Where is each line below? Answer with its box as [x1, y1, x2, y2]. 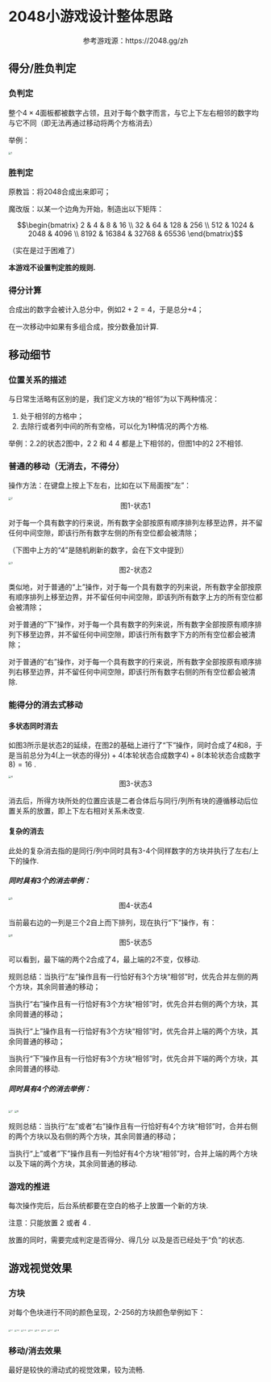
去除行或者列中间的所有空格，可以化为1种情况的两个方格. [19, 421, 210, 431]
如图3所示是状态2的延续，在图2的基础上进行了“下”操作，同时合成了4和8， [8, 741, 256, 750]
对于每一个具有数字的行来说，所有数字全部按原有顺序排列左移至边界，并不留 [8, 518, 263, 527]
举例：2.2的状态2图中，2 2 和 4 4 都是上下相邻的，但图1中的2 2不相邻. [8, 438, 244, 449]
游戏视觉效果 [8, 1261, 73, 1274]
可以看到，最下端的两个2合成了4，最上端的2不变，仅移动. [8, 955, 201, 965]
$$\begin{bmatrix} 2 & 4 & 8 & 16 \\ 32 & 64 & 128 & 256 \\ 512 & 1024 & [17, 220, 254, 230]
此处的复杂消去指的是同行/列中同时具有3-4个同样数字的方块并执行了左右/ [8, 846, 252, 856]
